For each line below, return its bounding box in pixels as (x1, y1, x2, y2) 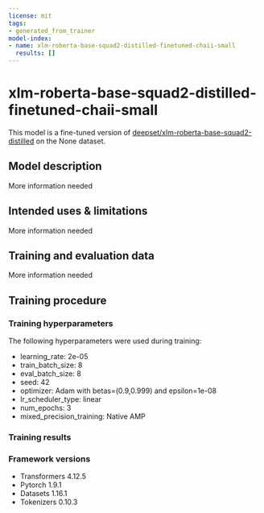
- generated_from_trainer (8, 27, 95, 35)
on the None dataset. (35, 136, 106, 146)
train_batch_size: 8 (19, 360, 83, 370)
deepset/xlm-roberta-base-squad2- (132, 127, 252, 137)
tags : (8, 19, 27, 27)
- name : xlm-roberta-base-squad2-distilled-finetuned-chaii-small (8, 42, 236, 50)
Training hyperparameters (8, 317, 113, 329)
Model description (8, 159, 102, 173)
